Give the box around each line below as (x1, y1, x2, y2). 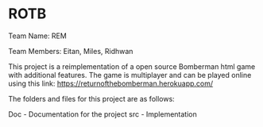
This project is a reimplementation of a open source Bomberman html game (8, 61, 256, 71)
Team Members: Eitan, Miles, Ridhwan (8, 46, 133, 56)
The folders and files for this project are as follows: (8, 94, 175, 103)
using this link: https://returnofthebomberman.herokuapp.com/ (8, 79, 214, 88)
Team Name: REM (8, 31, 68, 40)
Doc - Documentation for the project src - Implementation (8, 109, 197, 119)
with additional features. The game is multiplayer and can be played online (8, 70, 252, 79)
